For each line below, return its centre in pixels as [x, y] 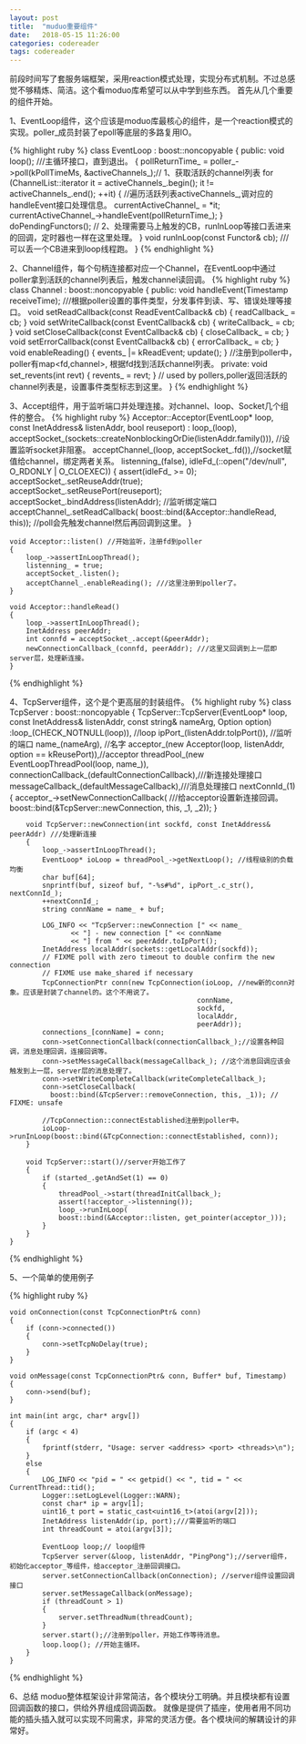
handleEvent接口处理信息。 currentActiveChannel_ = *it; [115, 205]
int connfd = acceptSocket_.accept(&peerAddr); [117, 639]
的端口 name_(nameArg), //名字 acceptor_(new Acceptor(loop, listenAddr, [147, 744]
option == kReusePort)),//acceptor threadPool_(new [107, 755]
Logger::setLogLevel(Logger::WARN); [112, 1496]
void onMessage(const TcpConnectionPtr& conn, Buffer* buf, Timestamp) [148, 1376]
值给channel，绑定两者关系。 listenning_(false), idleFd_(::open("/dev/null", [148, 462]
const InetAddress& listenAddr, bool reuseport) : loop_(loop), [123, 428]
